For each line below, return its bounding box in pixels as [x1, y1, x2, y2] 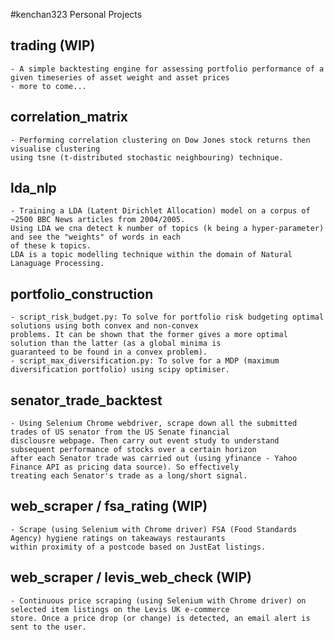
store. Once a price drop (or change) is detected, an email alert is [10, 613, 311, 623]
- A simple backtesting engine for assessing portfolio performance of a [10, 64, 325, 74]
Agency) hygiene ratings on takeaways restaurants [10, 533, 226, 543]
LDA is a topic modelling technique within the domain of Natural [10, 250, 293, 260]
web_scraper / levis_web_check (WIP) [10, 569, 253, 586]
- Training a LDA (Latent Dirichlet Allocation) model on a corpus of [10, 206, 311, 216]
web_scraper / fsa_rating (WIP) [10, 498, 208, 515]
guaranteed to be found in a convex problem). [10, 347, 208, 358]
